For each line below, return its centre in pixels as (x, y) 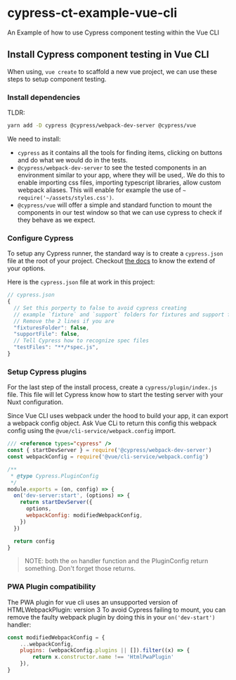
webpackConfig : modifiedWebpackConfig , (84, 515)
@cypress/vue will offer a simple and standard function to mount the (114, 205)
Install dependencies (44, 97)
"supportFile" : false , (47, 334)
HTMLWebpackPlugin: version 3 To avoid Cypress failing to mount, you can (117, 610)
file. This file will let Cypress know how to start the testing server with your (115, 395)
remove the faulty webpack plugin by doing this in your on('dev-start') (111, 617)
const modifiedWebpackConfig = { (56, 637)
